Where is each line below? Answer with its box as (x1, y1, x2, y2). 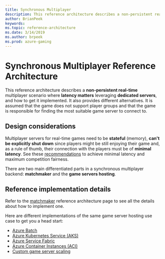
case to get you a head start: (5, 218, 63, 224)
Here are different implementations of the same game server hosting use (5, 213, 152, 219)
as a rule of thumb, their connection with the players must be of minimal (5, 145, 151, 151)
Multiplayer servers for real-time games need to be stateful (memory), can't (5, 135, 160, 141)
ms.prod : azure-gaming (5, 39, 52, 44)
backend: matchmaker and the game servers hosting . (5, 171, 116, 177)
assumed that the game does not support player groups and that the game (5, 103, 156, 109)
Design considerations (5, 122, 76, 131)
